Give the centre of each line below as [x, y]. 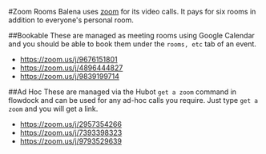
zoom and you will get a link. [53, 109]
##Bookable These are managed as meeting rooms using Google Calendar [131, 36]
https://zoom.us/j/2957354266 [71, 124]
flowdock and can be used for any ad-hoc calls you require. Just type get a [133, 100]
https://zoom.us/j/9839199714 [70, 76]
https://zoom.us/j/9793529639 [71, 141]
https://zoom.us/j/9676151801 [69, 59]
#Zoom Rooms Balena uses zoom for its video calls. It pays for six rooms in [132, 12]
